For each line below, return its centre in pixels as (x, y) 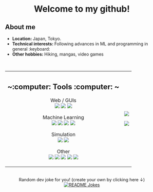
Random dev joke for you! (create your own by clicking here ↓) (82, 179)
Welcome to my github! (82, 9)
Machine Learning (63, 117)
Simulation (63, 134)
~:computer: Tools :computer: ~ (63, 86)
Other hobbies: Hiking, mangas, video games (58, 54)
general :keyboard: (31, 49)
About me (20, 27)
